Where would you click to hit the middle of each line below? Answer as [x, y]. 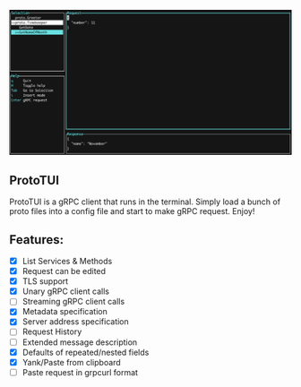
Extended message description [80, 342]
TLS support [45, 281]
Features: [37, 240]
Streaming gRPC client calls [73, 302]
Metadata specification [64, 312]
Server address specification [76, 322]
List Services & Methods [67, 261]
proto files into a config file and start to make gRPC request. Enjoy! [132, 211]
